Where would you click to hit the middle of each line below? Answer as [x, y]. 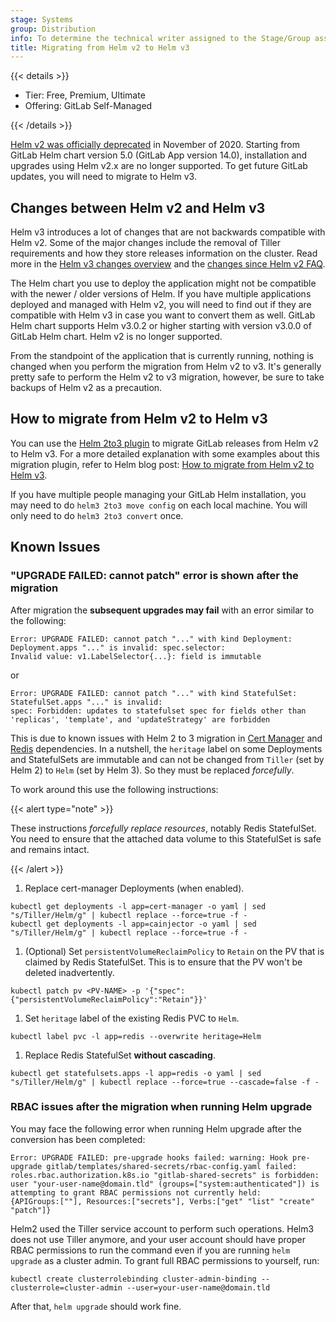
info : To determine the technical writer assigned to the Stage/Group [160, 38]
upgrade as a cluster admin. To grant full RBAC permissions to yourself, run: [165, 1260]
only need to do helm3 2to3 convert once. [97, 515]
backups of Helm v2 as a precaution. [86, 388]
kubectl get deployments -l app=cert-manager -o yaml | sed [138, 906]
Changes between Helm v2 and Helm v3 [138, 207]
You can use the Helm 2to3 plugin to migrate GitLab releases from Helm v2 [164, 443]
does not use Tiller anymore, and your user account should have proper [158, 1239]
